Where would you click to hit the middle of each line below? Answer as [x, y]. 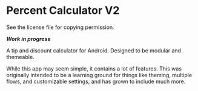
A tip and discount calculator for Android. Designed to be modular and [94, 50]
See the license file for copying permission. [60, 27]
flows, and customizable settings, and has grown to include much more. [96, 81]
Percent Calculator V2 [63, 11]
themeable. [20, 57]
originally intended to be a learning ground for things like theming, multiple [99, 75]
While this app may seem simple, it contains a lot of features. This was [94, 68]
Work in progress [28, 39]
